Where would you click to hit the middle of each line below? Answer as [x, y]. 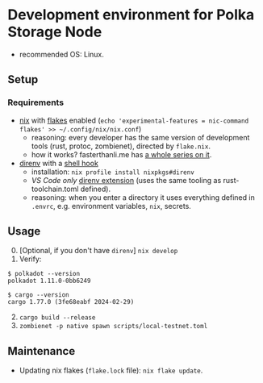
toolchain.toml [55, 189]
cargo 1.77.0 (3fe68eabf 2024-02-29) [71, 302]
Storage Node [55, 32]
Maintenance [42, 351]
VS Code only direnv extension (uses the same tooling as [126, 180]
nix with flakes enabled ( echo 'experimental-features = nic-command [134, 120]
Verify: [30, 259]
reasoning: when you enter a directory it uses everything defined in [143, 197]
